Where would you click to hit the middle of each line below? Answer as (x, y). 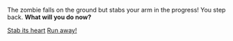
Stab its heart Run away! (42, 30)
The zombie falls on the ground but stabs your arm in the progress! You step (116, 10)
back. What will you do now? (49, 17)
